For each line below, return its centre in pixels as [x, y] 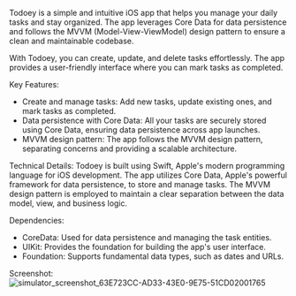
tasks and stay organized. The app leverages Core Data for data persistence [148, 22]
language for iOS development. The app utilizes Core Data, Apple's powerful [148, 175]
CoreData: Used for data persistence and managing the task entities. [147, 237]
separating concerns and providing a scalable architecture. [129, 148]
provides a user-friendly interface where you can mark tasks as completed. [146, 67]
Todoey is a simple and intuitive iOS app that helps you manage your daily [144, 13]
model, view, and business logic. [68, 203]
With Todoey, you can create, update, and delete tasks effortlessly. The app [147, 58]
